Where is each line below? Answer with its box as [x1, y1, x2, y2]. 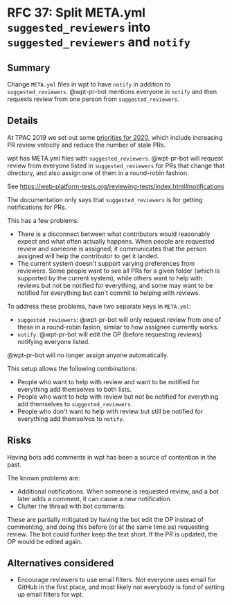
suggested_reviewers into [7, 19, 151, 35]
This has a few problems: [7, 216, 80, 224]
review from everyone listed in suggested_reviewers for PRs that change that [7, 161, 225, 170]
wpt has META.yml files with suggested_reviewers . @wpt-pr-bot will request [7, 154, 224, 162]
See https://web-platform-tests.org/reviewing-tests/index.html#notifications [7, 182, 224, 190]
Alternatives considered [7, 557, 114, 569]
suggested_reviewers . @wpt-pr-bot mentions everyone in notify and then [7, 88, 217, 96]
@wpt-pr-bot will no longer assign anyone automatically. [7, 351, 169, 359]
